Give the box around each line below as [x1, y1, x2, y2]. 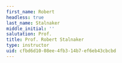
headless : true [6, 14, 44, 20]
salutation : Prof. [6, 31, 52, 37]
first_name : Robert [6, 8, 55, 15]
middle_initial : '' [6, 25, 55, 32]
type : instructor [6, 43, 50, 49]
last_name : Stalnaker [6, 20, 60, 26]
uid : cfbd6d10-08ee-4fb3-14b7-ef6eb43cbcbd [6, 48, 117, 54]
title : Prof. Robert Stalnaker [6, 37, 84, 43]
